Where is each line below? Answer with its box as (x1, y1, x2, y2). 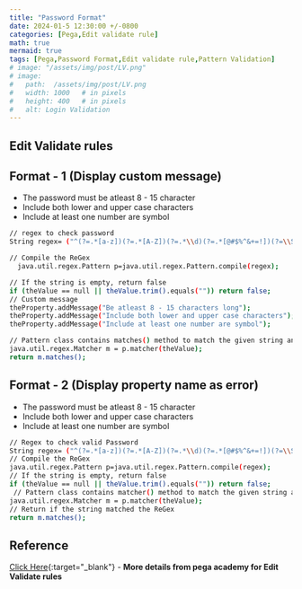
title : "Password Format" (9, 13, 106, 22)
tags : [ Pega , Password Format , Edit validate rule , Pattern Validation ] (9, 55, 276, 64)
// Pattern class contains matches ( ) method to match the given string (9, 336, 283, 346)
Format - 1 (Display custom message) (9, 169, 222, 184)
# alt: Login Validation (9, 105, 111, 114)
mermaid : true (9, 47, 63, 56)
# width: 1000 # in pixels (9, 88, 127, 97)
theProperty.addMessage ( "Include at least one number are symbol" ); (9, 320, 271, 329)
